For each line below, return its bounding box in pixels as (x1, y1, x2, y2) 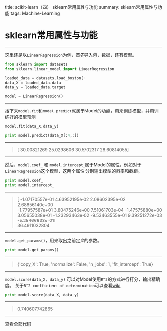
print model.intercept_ (5, 182, 55, 188)
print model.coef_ (5, 178, 43, 183)
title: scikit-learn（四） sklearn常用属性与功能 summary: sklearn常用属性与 (5, 4, 158, 10)
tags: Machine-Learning (10, 10, 60, 16)
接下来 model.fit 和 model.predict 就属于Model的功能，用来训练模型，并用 (5, 108, 154, 114)
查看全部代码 (5, 321, 31, 327)
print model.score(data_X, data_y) (5, 292, 79, 297)
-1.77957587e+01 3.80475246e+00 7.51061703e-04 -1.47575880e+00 (17, 207, 162, 213)
